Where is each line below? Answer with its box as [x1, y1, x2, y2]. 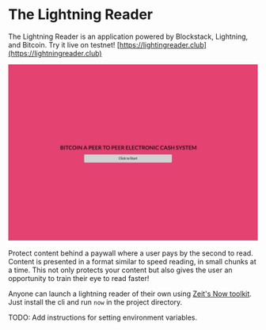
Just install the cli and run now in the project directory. [8, 297, 183, 306]
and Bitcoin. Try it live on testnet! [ [8, 40, 120, 49]
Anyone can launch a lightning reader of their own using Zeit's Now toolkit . [8, 289, 252, 298]
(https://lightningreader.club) [8, 48, 102, 58]
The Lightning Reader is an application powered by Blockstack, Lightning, [8, 32, 249, 41]
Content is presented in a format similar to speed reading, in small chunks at [8, 256, 256, 266]
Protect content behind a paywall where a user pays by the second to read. [8, 248, 253, 258]
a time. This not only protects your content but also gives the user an [8, 265, 233, 275]
